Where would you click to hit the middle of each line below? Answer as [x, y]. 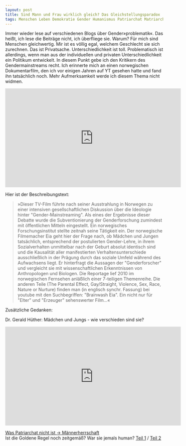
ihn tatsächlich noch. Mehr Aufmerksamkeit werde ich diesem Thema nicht [82, 76]
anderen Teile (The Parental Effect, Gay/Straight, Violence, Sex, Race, [89, 284]
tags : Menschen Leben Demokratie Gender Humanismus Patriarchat [74, 19]
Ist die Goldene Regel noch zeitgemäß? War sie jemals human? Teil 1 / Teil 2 [83, 438]
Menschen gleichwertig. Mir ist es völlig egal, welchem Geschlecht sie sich [82, 44]
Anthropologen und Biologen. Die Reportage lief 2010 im [76, 274]
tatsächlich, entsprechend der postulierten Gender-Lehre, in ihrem [86, 242]
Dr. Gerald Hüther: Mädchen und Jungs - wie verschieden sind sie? [75, 320]
